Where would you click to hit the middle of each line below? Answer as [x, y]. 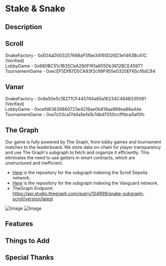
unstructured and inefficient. [34, 163]
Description [24, 27]
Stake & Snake [35, 9]
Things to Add [27, 241]
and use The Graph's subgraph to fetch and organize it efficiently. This [77, 153]
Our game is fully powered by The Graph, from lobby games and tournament [83, 142]
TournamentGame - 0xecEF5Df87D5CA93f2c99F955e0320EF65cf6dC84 [80, 71]
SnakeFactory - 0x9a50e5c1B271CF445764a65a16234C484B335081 [76, 99]
